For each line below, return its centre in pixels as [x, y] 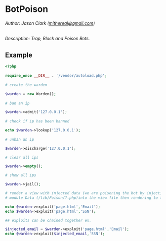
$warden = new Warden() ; [31, 94]
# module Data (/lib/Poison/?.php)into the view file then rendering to [82, 198]
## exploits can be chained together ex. [48, 220]
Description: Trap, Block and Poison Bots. [48, 39]
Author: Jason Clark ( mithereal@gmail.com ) [50, 23]
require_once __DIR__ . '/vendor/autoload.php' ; [56, 76]
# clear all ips [22, 157]
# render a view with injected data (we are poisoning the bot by [75, 193]
